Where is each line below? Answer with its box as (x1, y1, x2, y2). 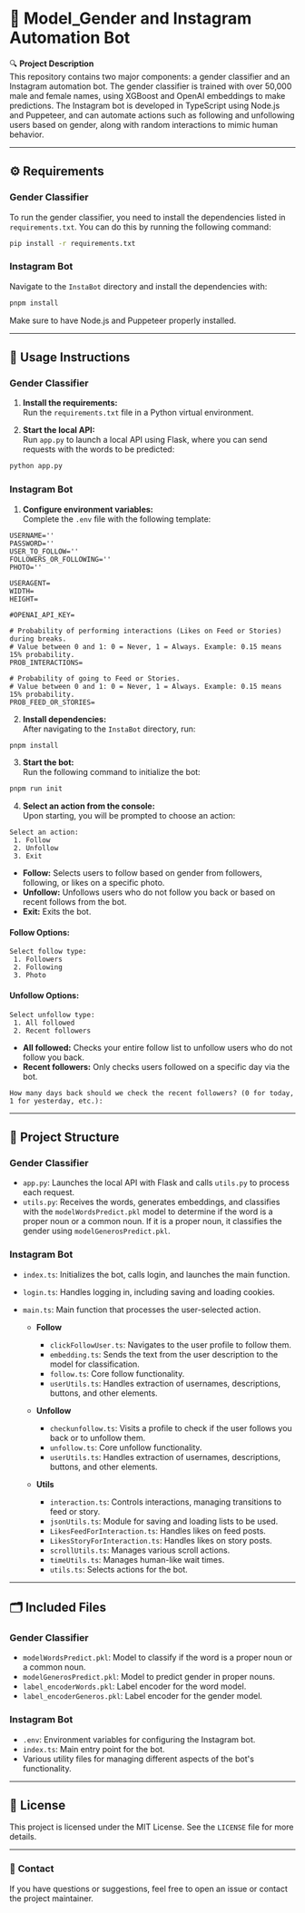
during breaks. (9, 634, 67, 643)
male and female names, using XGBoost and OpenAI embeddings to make (9, 90, 286, 101)
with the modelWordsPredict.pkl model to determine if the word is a (22, 1206, 274, 1217)
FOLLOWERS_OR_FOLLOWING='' (9, 554, 112, 564)
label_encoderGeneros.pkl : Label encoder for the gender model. (22, 1691, 263, 1702)
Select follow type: (9, 947, 88, 956)
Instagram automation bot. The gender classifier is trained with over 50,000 (9, 81, 292, 92)
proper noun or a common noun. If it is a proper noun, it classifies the (22, 1216, 282, 1227)
